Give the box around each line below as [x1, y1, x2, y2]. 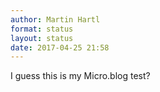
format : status [10, 24, 74, 34]
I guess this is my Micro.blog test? [10, 70, 151, 82]
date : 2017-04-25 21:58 [10, 42, 110, 53]
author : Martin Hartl [10, 14, 101, 25]
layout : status [10, 33, 74, 43]
